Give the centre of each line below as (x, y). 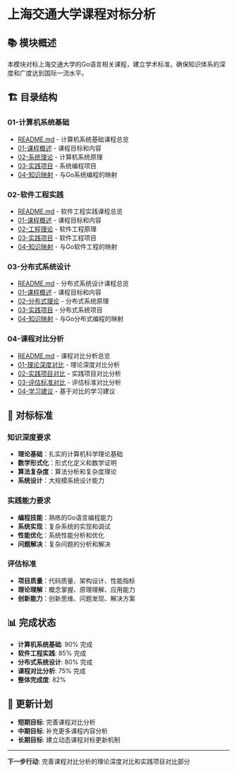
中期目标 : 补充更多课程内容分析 (62, 731)
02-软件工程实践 (36, 194)
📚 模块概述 (32, 43)
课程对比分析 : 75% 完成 (51, 671)
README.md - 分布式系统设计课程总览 (73, 283)
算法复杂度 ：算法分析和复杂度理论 (67, 472)
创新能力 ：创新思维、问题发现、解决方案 (76, 598)
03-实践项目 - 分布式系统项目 (60, 310)
